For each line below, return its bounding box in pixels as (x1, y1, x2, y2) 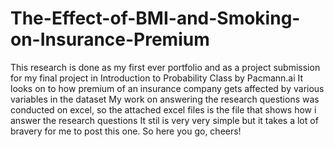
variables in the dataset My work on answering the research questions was (10, 93, 320, 105)
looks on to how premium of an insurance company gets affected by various (10, 82, 325, 94)
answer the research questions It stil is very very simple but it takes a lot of (10, 114, 319, 126)
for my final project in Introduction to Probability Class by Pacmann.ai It (10, 72, 304, 84)
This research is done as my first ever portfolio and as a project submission (10, 61, 321, 73)
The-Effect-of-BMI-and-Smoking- (10, 7, 301, 30)
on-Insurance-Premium (10, 28, 210, 51)
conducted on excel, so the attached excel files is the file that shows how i (10, 103, 317, 116)
